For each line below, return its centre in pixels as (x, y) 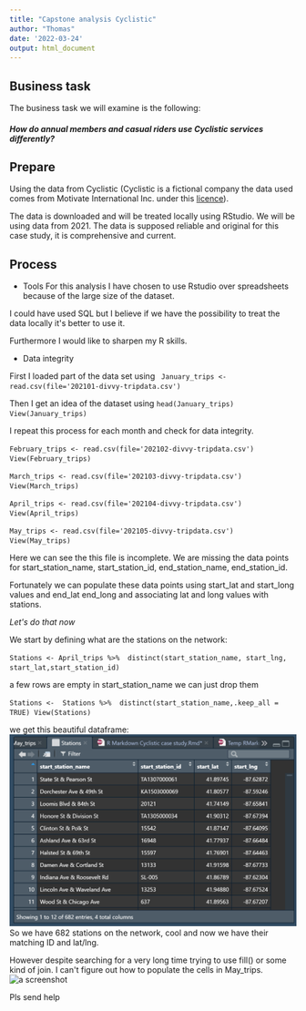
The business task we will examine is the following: (105, 108)
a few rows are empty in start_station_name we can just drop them (134, 685)
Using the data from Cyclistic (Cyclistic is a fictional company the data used (151, 189)
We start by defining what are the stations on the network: (118, 640)
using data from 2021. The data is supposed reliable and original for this (144, 226)
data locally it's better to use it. (67, 323)
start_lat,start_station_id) (65, 668)
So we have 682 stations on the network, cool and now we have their (139, 933)
